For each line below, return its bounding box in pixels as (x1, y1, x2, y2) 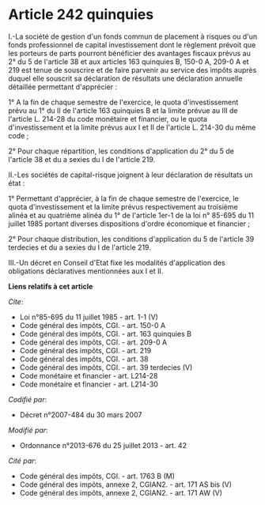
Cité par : (8, 456, 37, 465)
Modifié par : (8, 425, 49, 435)
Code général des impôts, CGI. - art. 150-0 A (19, 320, 166, 330)
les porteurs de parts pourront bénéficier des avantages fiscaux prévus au (8, 48, 251, 58)
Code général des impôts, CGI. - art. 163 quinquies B (19, 329, 192, 338)
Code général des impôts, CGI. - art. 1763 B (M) (19, 471, 176, 481)
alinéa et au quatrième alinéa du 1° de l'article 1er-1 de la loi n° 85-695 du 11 (8, 210, 255, 220)
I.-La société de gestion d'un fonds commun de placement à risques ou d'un (8, 32, 258, 41)
